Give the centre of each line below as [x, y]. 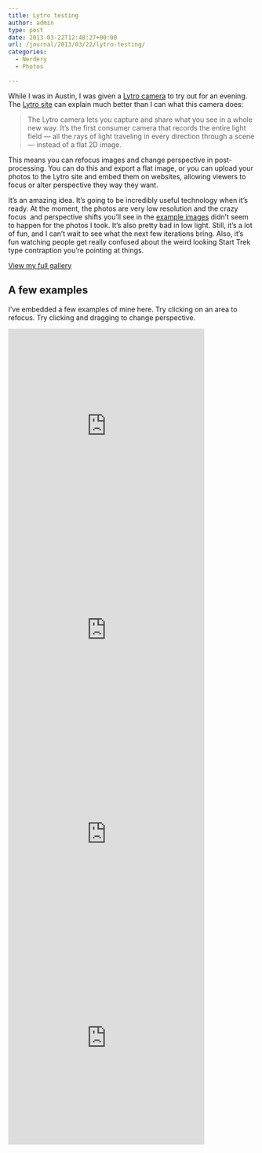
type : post [26, 30]
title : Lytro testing [44, 15]
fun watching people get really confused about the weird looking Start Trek [129, 241]
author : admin [31, 23]
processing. [27, 168]
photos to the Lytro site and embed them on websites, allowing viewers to [127, 176]
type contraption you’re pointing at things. [76, 250]
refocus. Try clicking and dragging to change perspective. [102, 317]
